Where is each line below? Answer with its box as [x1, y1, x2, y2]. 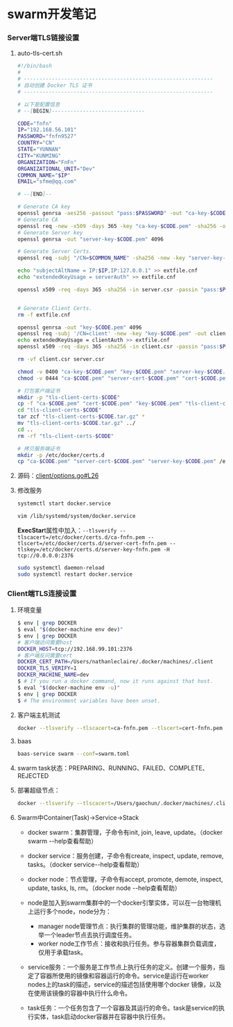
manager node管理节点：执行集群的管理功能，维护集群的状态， [37, 922, 220, 930]
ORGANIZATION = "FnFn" [17, 159, 77, 165]
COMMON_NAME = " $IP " [17, 172, 71, 179]
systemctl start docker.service [17, 500, 111, 508]
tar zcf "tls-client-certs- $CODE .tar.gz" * [17, 413, 146, 421]
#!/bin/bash [17, 63, 52, 70]
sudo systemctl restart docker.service [17, 571, 133, 578]
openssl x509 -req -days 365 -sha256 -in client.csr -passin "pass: [17, 343, 220, 350]
